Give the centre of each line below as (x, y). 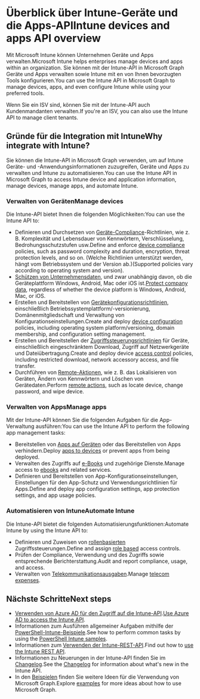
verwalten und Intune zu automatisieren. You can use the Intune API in (92, 173)
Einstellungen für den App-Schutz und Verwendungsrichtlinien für (96, 483)
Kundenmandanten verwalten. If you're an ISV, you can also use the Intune (97, 111)
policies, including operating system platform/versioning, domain (95, 328)
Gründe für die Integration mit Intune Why (84, 136)
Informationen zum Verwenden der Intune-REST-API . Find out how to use (104, 645)
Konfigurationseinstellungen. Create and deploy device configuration (99, 321)
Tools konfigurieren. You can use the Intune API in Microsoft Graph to (90, 80)
